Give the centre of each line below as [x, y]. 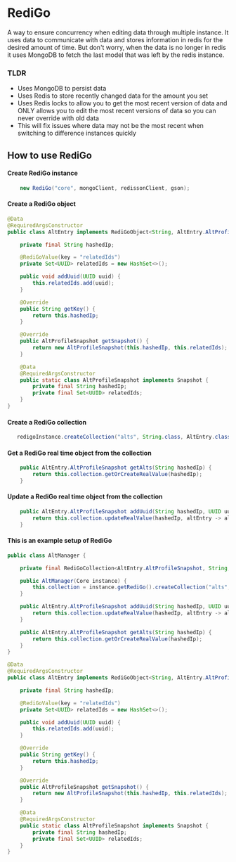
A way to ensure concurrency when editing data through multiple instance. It [118, 32]
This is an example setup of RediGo [60, 541]
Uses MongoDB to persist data [62, 89]
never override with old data [58, 118]
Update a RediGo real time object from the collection [85, 496]
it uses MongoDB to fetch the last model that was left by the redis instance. [116, 55]
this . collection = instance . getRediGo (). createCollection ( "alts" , [132, 587]
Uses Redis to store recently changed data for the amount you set [113, 96]
